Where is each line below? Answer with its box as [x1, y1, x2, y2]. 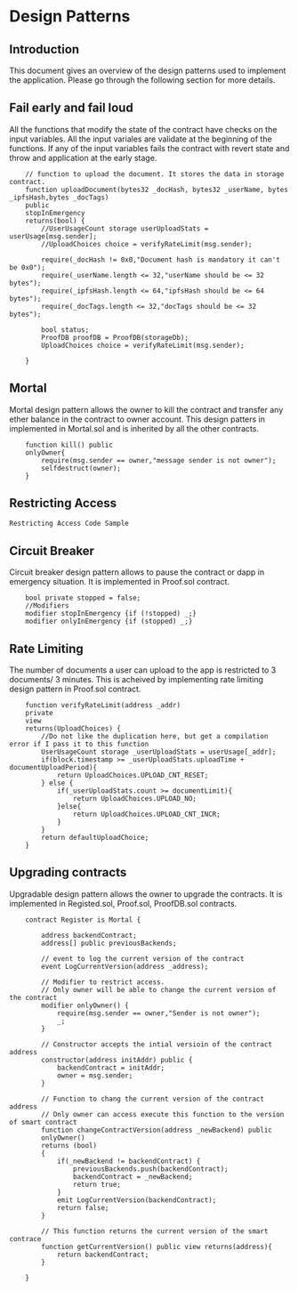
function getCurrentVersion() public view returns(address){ [41, 1242, 273, 1251]
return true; [72, 1180, 122, 1189]
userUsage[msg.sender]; [9, 231, 98, 241]
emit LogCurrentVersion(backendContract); [56, 1195, 217, 1205]
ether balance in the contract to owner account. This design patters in [9, 414, 265, 424]
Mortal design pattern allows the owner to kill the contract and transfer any [9, 404, 284, 415]
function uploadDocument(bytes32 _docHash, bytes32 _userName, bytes [25, 185, 289, 194]
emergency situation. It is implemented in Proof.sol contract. [9, 577, 230, 587]
